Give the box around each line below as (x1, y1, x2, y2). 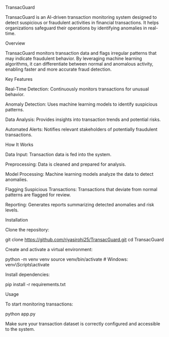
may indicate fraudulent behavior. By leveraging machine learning (5, 55, 142, 62)
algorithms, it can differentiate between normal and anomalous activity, (5, 61, 153, 67)
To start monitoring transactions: (5, 301, 73, 307)
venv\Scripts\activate (5, 262, 50, 267)
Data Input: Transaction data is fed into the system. (5, 151, 112, 157)
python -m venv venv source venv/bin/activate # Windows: (5, 256, 129, 262)
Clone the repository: (5, 227, 50, 233)
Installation (5, 217, 28, 223)
